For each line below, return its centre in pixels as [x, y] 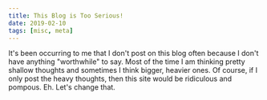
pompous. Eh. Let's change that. [62, 87]
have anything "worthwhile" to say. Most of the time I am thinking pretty [127, 62]
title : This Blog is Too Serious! [66, 16]
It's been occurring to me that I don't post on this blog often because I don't [133, 54]
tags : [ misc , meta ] [41, 30]
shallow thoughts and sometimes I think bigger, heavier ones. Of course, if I [133, 70]
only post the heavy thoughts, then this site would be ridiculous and [120, 79]
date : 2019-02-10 [37, 23]
